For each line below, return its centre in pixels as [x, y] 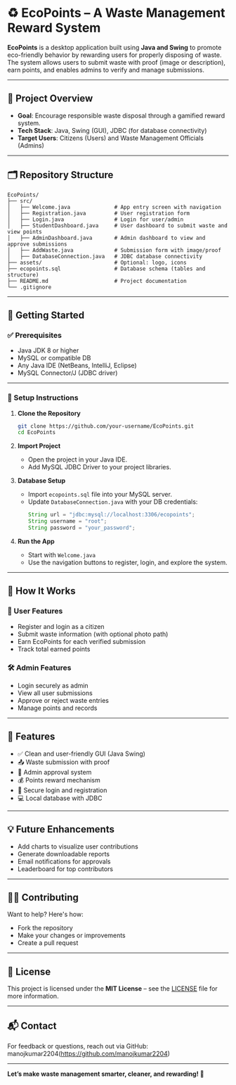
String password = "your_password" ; [81, 528]
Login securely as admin [53, 685]
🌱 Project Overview [50, 99]
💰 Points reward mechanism [59, 780]
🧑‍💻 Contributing [43, 897]
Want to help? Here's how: [46, 914]
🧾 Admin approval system [54, 772]
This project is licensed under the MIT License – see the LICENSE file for [112, 989]
